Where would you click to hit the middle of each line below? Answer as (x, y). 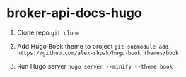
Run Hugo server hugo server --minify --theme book (95, 66)
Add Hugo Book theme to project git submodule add (93, 46)
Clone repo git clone (48, 32)
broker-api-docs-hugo (74, 13)
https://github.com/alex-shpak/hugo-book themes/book (98, 53)
